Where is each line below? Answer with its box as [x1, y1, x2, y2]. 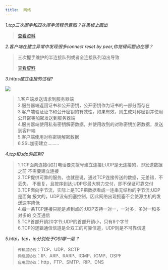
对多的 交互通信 [17, 212, 50, 218]
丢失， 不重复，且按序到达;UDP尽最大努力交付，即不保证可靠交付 [17, 181, 154, 187]
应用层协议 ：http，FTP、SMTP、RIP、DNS [17, 259, 104, 265]
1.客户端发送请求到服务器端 [17, 96, 74, 102]
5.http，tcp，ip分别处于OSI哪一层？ [5, 236, 80, 242]
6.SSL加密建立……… [17, 140, 60, 146]
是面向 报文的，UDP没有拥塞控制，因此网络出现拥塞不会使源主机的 [17, 193, 157, 199]
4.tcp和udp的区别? [5, 151, 44, 157]
